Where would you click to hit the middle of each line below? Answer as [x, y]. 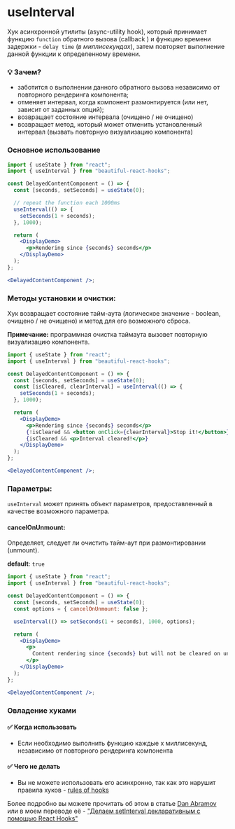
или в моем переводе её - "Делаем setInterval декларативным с [104, 811]
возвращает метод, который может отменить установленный [109, 125]
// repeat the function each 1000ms [67, 203]
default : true [26, 564]
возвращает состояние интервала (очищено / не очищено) [105, 117]
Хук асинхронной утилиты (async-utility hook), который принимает [107, 32]
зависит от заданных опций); [60, 110]
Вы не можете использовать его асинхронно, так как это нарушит [116, 782]
